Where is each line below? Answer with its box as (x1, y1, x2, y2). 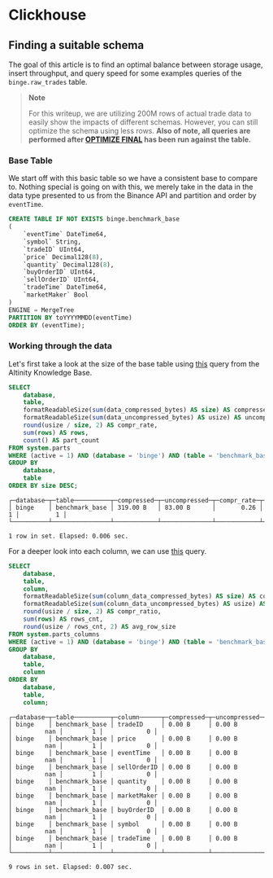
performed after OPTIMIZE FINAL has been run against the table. (28, 134, 252, 144)
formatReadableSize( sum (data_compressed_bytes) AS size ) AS (23, 406, 231, 415)
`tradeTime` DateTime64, (23, 283, 107, 292)
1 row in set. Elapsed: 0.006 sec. (8, 532, 129, 540)
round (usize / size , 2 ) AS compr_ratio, (23, 608, 162, 616)
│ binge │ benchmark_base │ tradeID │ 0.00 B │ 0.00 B (8, 720, 238, 728)
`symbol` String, (23, 238, 82, 246)
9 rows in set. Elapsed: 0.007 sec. (8, 863, 132, 871)
